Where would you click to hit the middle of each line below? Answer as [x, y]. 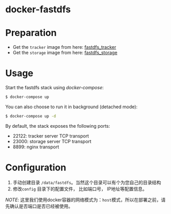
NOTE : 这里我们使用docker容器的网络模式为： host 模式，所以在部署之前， [83, 200]
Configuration [36, 167]
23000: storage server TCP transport [52, 141]
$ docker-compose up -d [31, 116]
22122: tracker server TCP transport [51, 136]
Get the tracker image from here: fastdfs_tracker [64, 47]
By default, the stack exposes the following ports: [58, 126]
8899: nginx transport [36, 147]
